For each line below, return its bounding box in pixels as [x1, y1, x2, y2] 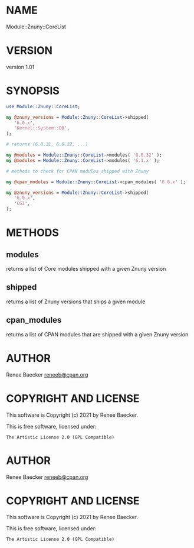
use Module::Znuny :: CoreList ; [6, 103, 81, 109]
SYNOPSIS [6, 84, 60, 98]
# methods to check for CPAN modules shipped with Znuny [6, 168, 149, 174]
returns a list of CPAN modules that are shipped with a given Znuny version [6, 330, 189, 338]
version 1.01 [6, 63, 35, 70]
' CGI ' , [14, 200, 31, 207]
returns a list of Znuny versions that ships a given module [6, 298, 146, 305]
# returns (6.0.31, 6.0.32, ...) [6, 141, 88, 148]
